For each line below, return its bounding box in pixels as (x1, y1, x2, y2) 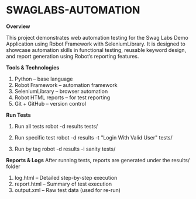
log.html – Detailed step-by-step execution (14, 174, 118, 181)
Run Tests (6, 111, 31, 118)
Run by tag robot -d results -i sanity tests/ (14, 145, 116, 152)
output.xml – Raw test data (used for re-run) (14, 186, 121, 193)
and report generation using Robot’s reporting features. (6, 53, 139, 60)
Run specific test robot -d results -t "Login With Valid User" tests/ (14, 134, 173, 141)
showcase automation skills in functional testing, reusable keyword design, (6, 46, 187, 53)
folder (6, 163, 20, 170)
